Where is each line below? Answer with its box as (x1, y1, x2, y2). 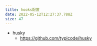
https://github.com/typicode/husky (19, 35, 92, 41)
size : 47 (5, 16, 23, 21)
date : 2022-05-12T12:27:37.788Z (5, 12, 72, 17)
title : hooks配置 (5, 7, 40, 12)
